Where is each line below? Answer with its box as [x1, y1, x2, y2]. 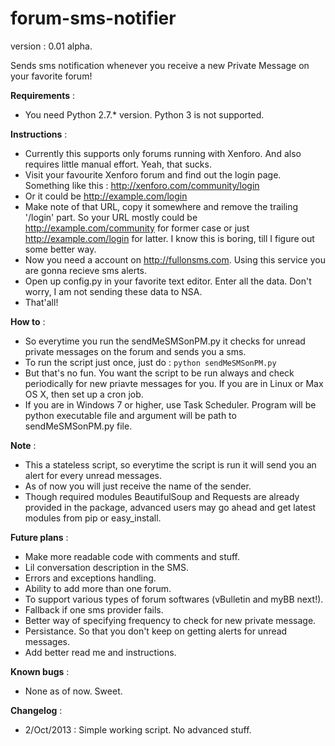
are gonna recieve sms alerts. [24, 264, 148, 276]
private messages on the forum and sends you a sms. [24, 345, 247, 357]
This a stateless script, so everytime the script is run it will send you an [24, 458, 317, 471]
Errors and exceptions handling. [24, 572, 157, 584]
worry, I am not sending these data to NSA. [24, 285, 203, 297]
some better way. [24, 243, 97, 255]
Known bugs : [10, 665, 70, 677]
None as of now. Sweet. [24, 685, 123, 697]
